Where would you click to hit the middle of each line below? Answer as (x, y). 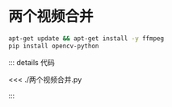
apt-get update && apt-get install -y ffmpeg (86, 38)
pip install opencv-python (54, 46)
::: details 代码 (31, 62)
